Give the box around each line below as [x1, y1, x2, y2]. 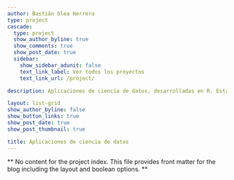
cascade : [7, 23, 33, 30]
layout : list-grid [7, 100, 61, 107]
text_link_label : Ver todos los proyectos [19, 68, 145, 75]
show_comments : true [13, 42, 73, 49]
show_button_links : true [7, 113, 79, 120]
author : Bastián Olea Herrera [7, 10, 95, 17]
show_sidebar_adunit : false [19, 62, 101, 69]
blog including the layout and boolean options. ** [7, 165, 148, 173]
